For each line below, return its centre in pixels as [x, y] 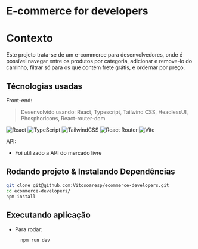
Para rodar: [29, 229]
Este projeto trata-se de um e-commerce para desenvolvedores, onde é [95, 55]
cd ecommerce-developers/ [38, 191]
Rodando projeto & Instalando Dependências [91, 172]
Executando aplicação [48, 215]
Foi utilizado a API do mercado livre [58, 152]
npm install [21, 197]
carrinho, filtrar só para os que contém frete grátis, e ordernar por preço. [96, 67]
